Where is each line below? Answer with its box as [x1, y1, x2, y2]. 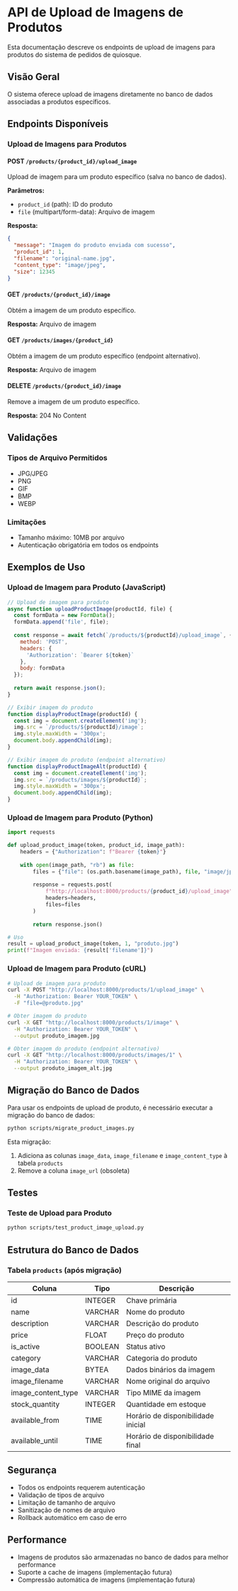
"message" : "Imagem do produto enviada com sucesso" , [13, 242, 176, 249]
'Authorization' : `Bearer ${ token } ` [25, 651, 135, 659]
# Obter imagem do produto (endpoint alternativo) [7, 1045, 160, 1052]
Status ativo [126, 1341, 166, 1351]
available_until [11, 1436, 58, 1445]
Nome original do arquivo [126, 1376, 210, 1386]
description [11, 1318, 49, 1328]
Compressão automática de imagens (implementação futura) [17, 1575, 195, 1584]
